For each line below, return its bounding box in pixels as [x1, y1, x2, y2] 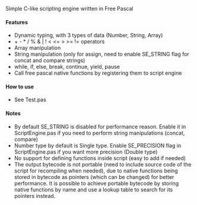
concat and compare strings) [14, 57, 85, 64]
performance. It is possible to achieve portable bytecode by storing [14, 180, 179, 187]
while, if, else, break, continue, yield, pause [14, 63, 120, 71]
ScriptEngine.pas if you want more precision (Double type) [14, 148, 158, 155]
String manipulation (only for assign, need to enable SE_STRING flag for [14, 50, 189, 58]
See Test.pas [14, 96, 47, 103]
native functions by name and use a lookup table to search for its [14, 186, 173, 193]
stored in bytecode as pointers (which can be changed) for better [14, 173, 174, 180]
